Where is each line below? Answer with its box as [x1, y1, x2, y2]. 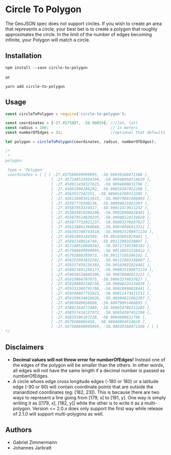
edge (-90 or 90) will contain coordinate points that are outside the [12, 384, 154, 390]
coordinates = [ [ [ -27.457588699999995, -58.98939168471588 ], [7, 172, 150, 177]
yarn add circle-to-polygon [5, 84, 65, 89]
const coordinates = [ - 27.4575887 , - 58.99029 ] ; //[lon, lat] [5, 121, 138, 126]
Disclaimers [5, 343, 44, 352]
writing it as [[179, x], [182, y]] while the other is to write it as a [12, 400, 144, 406]
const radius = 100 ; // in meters [5, 125, 138, 131]
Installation [5, 52, 42, 60]
